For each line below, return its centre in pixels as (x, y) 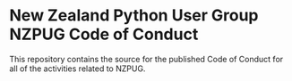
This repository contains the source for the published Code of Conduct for (146, 59)
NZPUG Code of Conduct (104, 34)
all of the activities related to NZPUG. (77, 69)
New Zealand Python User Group (134, 16)
